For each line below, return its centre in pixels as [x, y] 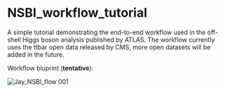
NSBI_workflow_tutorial [77, 13]
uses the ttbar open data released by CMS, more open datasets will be [109, 47]
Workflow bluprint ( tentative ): [50, 68]
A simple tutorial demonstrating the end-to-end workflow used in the [107, 32]
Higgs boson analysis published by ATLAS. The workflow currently [118, 39]
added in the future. [36, 55]
